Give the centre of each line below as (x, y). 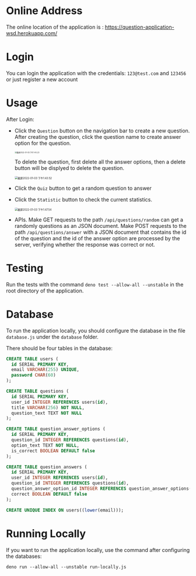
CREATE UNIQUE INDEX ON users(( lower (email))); (65, 510)
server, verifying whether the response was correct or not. (85, 244)
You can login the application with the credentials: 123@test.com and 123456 (96, 73)
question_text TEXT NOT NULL (47, 413)
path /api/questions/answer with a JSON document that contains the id (100, 232)
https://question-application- (139, 27)
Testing (25, 268)
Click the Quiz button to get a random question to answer (83, 188)
